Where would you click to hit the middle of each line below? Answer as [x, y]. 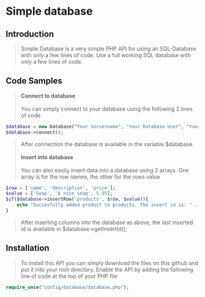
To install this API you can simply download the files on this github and [110, 263]
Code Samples [34, 81]
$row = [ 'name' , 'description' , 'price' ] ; [61, 188]
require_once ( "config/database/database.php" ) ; [68, 287]
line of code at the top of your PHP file [69, 276]
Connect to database [48, 96]
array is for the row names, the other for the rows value [90, 177]
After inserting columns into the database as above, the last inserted [107, 222]
